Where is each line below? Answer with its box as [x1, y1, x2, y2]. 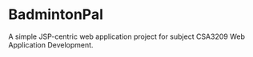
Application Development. [8, 40, 94, 49]
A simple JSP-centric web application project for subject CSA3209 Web [8, 32, 246, 41]
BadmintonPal [8, 6, 104, 24]
